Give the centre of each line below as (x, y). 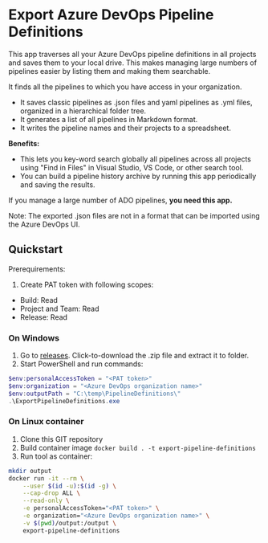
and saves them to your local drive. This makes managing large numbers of (133, 63)
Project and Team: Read (59, 308)
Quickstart (36, 249)
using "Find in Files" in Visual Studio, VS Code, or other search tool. (132, 167)
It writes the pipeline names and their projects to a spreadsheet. (125, 128)
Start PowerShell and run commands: (81, 364)
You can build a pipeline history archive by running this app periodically (138, 176)
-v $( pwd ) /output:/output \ (69, 523)
